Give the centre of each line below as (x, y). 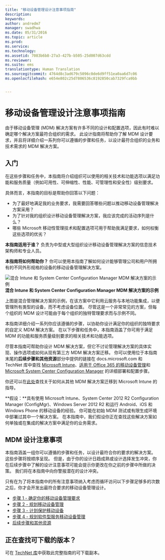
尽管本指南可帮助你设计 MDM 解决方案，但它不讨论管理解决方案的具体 (76, 346)
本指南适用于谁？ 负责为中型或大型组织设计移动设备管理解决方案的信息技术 (81, 244)
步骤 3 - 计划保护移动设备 (38, 511)
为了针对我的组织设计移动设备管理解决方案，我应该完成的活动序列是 (81, 216)
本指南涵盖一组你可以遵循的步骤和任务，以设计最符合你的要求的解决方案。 (80, 452)
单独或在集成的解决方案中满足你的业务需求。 (54, 423)
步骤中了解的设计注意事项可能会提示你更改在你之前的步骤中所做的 (84, 465)
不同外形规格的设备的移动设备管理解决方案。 (59, 267)
